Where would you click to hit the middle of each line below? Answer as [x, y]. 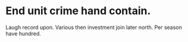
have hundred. [23, 33]
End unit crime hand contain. [78, 11]
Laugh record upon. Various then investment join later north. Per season [94, 27]
